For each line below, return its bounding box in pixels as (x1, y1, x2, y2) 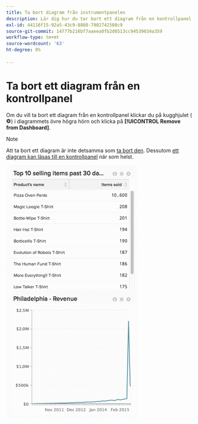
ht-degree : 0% (6, 47, 41, 53)
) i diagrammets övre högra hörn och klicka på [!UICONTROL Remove (11, 118, 181, 125)
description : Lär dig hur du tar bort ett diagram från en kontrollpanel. (6, 15, 194, 22)
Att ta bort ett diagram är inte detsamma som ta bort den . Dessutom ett (6, 146, 179, 154)
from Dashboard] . (6, 124, 51, 131)
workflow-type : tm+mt (6, 34, 60, 41)
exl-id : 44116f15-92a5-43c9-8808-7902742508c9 (6, 22, 123, 28)
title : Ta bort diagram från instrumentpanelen (6, 9, 126, 15)
